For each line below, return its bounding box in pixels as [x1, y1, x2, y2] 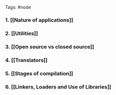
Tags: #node [5, 4, 31, 10]
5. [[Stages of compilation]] [5, 70, 73, 77]
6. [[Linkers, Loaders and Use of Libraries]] [5, 83, 111, 90]
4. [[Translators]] [5, 57, 47, 64]
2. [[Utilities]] [5, 30, 38, 37]
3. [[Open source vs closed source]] [5, 43, 94, 50]
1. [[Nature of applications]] [5, 16, 73, 23]
